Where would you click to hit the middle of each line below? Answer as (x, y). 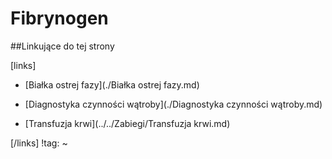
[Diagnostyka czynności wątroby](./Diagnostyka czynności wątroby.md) (173, 104)
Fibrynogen (59, 18)
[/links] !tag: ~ (39, 143)
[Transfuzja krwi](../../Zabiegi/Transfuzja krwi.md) (127, 123)
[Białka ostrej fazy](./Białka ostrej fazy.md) (112, 84)
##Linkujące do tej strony (62, 46)
